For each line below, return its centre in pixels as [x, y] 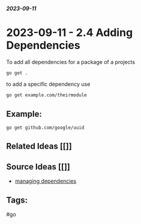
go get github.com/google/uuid [45, 128]
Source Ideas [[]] [38, 167]
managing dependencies [46, 181]
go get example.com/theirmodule [46, 95]
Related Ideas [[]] [39, 146]
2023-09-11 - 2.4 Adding [70, 32]
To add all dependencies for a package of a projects [71, 62]
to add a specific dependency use [48, 84]
